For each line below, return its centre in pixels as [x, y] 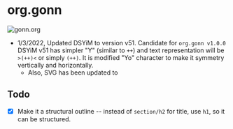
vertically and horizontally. [55, 65]
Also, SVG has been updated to [73, 73]
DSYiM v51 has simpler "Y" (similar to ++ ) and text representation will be [121, 50]
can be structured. [44, 119]
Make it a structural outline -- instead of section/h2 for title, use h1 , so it [121, 111]
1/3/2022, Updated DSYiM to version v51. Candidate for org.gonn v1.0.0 [121, 43]
